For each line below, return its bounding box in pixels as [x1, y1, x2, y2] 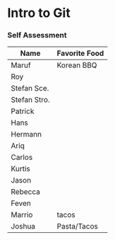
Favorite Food [56, 48, 104, 58]
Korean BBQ [56, 60, 97, 70]
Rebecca [11, 187, 40, 197]
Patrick [11, 106, 35, 116]
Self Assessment [7, 30, 67, 40]
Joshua [11, 222, 36, 232]
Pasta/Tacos [56, 222, 99, 232]
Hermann [11, 130, 42, 139]
